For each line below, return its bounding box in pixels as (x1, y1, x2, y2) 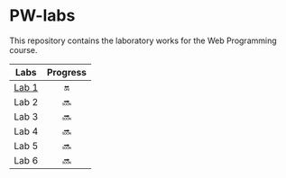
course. (9, 44, 38, 55)
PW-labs (9, 5, 76, 26)
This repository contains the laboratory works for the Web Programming (9, 35, 277, 46)
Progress (46, 66, 88, 78)
